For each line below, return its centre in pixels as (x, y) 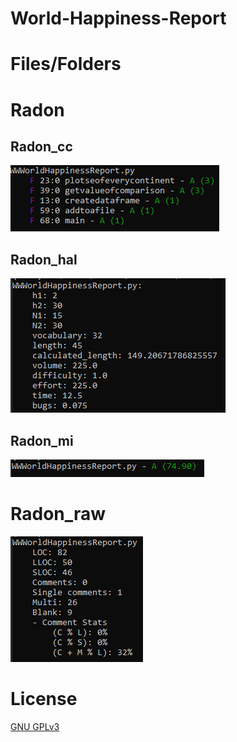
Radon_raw (58, 514)
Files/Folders (66, 64)
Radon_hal (44, 259)
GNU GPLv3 (35, 726)
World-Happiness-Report (118, 18)
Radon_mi (42, 440)
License (44, 699)
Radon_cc (41, 146)
